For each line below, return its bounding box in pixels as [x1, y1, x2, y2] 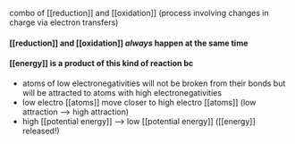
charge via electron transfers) [9, 17, 119, 28]
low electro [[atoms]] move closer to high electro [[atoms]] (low [21, 97, 257, 107]
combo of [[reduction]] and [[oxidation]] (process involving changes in [9, 8, 270, 18]
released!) [21, 125, 60, 136]
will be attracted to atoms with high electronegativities [21, 87, 222, 97]
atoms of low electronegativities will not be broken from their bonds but [21, 78, 286, 89]
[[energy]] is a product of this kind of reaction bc [9, 58, 194, 69]
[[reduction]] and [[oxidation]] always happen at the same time [9, 38, 249, 48]
